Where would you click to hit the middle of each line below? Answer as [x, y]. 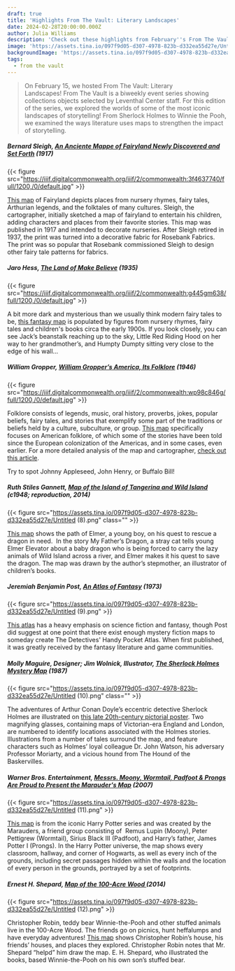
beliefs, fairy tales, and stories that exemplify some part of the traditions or [115, 420]
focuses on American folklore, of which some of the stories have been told [115, 435]
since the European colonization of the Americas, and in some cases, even [115, 443]
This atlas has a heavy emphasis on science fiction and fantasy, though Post [117, 625]
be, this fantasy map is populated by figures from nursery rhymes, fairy [110, 321]
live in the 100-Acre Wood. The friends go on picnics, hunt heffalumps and [114, 930]
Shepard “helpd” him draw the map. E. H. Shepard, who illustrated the [108, 953]
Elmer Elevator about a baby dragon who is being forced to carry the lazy [113, 548]
